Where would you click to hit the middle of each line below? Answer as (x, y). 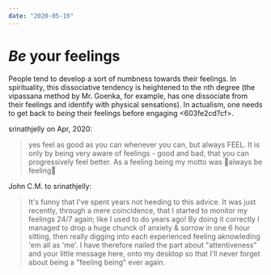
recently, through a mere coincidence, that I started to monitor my (138, 210)
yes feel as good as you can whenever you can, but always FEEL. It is (144, 144)
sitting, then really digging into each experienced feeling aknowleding (144, 236)
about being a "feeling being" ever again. (97, 262)
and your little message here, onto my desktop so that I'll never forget (144, 253)
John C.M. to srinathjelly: (50, 186)
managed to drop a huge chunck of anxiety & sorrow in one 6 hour (139, 227)
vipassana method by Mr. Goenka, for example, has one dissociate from (128, 96)
